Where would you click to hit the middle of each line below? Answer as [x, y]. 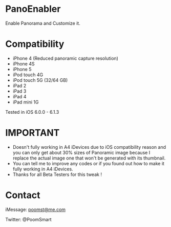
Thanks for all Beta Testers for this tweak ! [57, 174]
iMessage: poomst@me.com [35, 209]
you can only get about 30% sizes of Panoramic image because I [81, 152]
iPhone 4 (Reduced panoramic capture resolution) [66, 58]
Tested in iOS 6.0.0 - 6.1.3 [32, 112]
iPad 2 [19, 85]
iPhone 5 [22, 69]
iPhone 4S [24, 64]
